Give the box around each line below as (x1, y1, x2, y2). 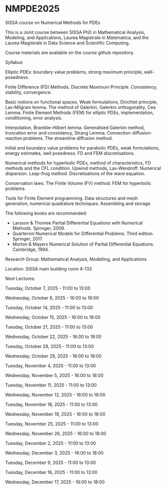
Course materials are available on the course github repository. (5, 49, 135, 55)
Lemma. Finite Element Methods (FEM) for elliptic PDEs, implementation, (5, 109, 154, 115)
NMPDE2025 (5, 3, 60, 14)
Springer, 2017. (12, 235, 43, 241)
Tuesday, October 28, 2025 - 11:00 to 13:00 (5, 343, 94, 349)
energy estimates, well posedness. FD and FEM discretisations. (5, 150, 136, 156)
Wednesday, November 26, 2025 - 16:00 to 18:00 (5, 430, 106, 436)
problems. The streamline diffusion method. (23, 135, 113, 141)
